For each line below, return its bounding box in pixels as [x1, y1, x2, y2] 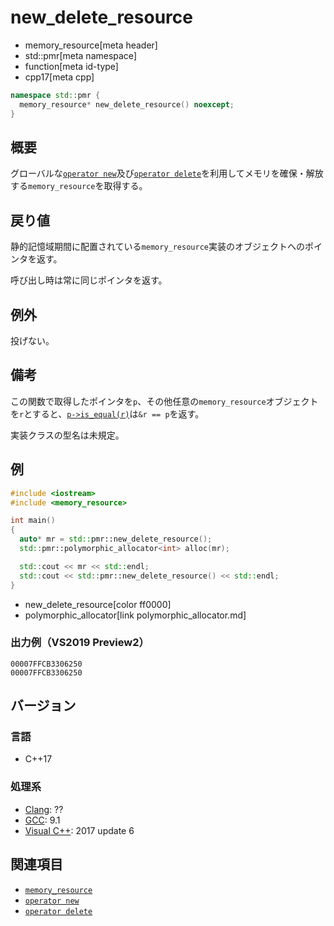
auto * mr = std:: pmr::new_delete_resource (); [19, 534, 213, 545]
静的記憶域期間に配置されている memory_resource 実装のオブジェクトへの [10, 241, 305, 253]
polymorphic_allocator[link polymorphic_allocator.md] [24, 609, 247, 621]
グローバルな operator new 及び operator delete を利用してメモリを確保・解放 [10, 167, 324, 180]
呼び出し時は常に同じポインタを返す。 [10, 274, 168, 286]
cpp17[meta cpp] [24, 71, 95, 83]
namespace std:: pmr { [10, 90, 101, 100]
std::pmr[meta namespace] [24, 49, 137, 61]
